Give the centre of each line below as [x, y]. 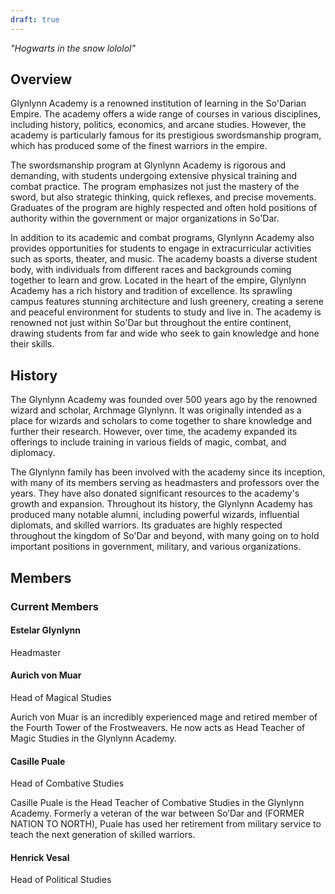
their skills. [32, 344]
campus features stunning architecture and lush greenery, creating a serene [167, 302]
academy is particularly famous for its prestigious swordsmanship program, [166, 135]
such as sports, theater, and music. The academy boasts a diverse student [164, 259]
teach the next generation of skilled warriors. [103, 835]
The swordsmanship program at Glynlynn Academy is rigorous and [148, 165]
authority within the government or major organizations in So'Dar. [145, 218]
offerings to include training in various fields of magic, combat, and [148, 442]
